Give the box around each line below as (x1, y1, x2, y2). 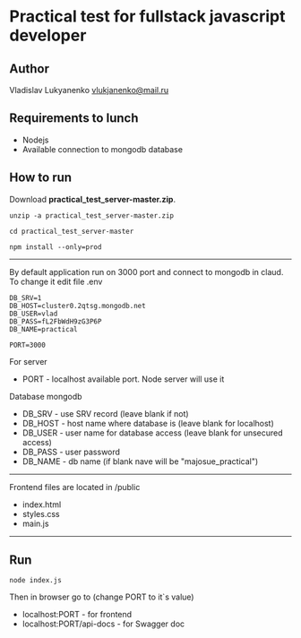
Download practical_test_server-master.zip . (9, 194, 176, 204)
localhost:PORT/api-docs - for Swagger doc (21, 618, 185, 629)
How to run (9, 170, 73, 185)
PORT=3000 (9, 341, 47, 349)
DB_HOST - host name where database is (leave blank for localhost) (21, 418, 275, 428)
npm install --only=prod (9, 242, 102, 252)
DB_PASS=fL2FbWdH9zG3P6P (9, 316, 102, 326)
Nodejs (21, 134, 49, 145)
